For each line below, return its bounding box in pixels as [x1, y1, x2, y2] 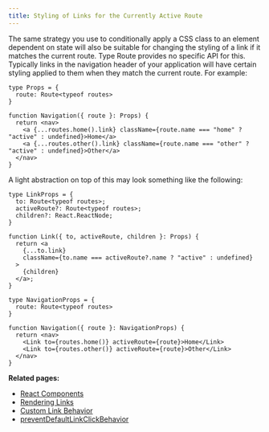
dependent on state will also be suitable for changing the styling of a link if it [8, 42, 261, 52]
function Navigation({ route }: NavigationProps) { [8, 324, 185, 332]
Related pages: [8, 373, 60, 382]
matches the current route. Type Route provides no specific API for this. [8, 51, 247, 60]
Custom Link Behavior [19, 406, 94, 415]
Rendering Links [19, 397, 75, 406]
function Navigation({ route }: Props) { [8, 112, 149, 120]
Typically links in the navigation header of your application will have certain [8, 59, 257, 69]
